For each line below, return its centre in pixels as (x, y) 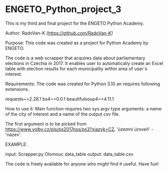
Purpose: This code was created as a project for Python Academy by (77, 43)
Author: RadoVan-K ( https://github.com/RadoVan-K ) (59, 33)
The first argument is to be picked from (46, 124)
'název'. (13, 134)
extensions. (17, 89)
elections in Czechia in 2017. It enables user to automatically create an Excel (84, 63)
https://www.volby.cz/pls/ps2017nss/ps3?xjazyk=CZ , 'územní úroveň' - (79, 129)
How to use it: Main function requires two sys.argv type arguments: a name (83, 108)
